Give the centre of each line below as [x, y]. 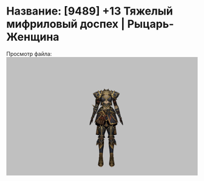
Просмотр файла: [29, 53]
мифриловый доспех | [66, 24]
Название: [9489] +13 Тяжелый [90, 11]
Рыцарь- [151, 24]
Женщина [33, 37]
